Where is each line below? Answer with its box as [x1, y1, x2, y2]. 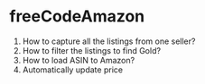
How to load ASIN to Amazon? [22, 55, 135, 65]
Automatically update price [22, 64, 124, 75]
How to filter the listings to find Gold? [22, 45, 161, 55]
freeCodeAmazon [9, 6, 145, 27]
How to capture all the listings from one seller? [22, 36, 196, 46]
